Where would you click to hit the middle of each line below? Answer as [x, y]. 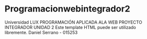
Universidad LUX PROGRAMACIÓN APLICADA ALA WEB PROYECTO [73, 22]
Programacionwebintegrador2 [67, 9]
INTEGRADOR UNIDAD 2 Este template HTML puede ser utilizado [70, 27]
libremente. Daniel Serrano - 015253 [41, 32]
